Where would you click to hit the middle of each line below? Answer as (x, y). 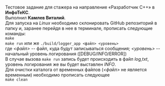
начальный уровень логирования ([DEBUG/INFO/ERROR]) (66, 54)
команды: (15, 34)
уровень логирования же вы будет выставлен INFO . (61, 64)
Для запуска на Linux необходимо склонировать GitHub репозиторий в (81, 23)
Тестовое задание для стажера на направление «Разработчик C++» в (80, 7)
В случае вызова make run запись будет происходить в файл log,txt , (77, 59)
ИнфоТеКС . (17, 12)
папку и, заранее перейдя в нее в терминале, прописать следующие (79, 28)
